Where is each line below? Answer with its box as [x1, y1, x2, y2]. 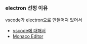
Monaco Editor [12, 33, 43, 39]
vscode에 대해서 [12, 28, 46, 34]
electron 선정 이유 [5, 4, 48, 11]
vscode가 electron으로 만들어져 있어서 [5, 17, 82, 23]
